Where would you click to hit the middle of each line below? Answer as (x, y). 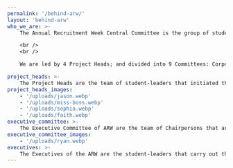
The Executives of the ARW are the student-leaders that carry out (119, 154)
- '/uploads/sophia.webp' (57, 109)
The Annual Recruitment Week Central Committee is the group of (114, 33)
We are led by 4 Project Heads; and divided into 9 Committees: (114, 64)
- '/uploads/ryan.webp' (54, 141)
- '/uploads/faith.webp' (55, 115)
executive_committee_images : (49, 134)
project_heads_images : (40, 90)
